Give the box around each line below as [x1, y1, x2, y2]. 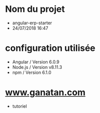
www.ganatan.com [5, 87, 86, 98]
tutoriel [12, 103, 27, 109]
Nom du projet [5, 3, 65, 15]
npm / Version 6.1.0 [12, 69, 51, 75]
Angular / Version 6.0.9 [12, 58, 59, 65]
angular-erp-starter [12, 20, 52, 26]
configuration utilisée [5, 43, 96, 54]
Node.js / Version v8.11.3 [12, 64, 62, 70]
